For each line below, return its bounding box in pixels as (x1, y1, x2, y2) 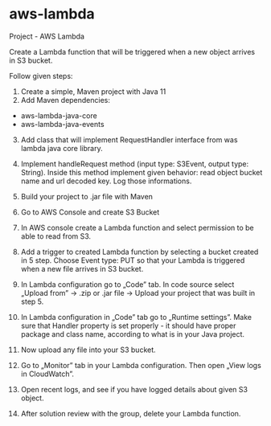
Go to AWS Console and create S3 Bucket (20, 207, 160, 217)
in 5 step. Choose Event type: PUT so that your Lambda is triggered (20, 255, 245, 265)
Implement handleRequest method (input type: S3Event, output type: (20, 158, 249, 169)
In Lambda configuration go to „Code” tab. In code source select (20, 279, 235, 289)
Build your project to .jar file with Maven (20, 191, 154, 201)
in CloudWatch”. (20, 369, 75, 379)
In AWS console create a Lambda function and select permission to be (20, 223, 254, 232)
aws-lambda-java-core (20, 110, 97, 121)
